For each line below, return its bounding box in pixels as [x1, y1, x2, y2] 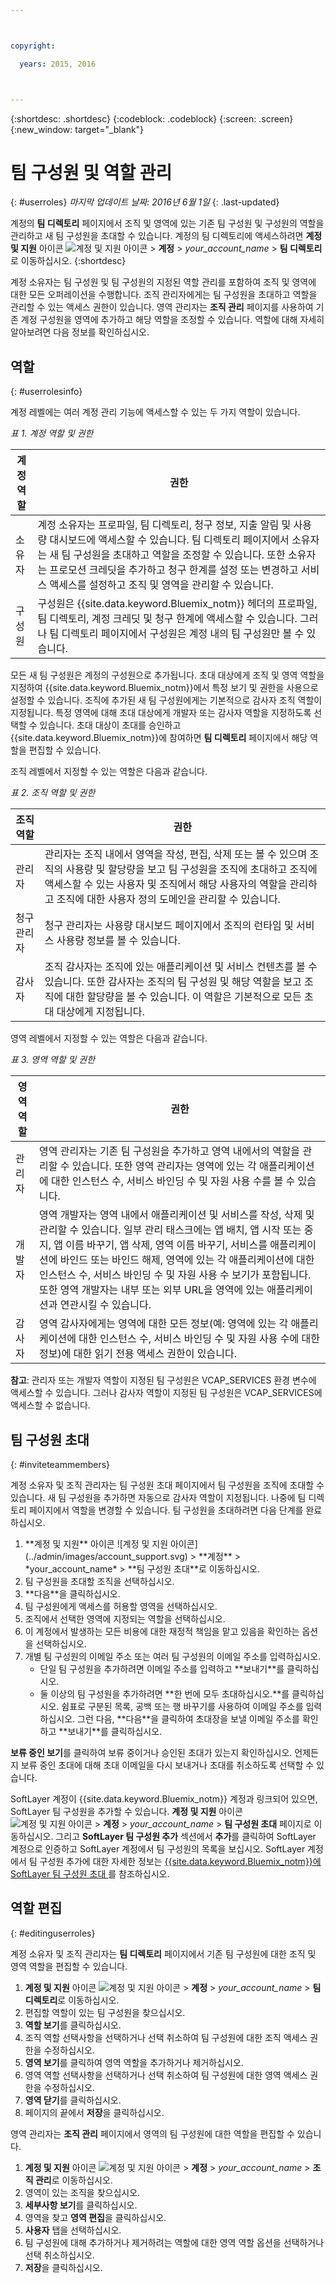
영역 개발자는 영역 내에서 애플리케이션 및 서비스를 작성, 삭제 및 [38, 1208, 315, 1222]
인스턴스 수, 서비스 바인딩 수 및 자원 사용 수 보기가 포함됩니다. [38, 1268, 312, 1282]
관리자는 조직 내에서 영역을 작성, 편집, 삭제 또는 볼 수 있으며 [44, 847, 308, 861]
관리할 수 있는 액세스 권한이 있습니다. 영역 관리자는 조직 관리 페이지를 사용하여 [10, 301, 314, 313]
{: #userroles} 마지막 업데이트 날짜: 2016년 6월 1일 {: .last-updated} [10, 196, 280, 208]
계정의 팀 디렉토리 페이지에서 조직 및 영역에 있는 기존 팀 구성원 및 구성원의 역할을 [10, 217, 325, 230]
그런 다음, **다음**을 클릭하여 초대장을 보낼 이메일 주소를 [77, 1713, 300, 1725]
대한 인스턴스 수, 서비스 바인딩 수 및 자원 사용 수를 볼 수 [51, 1174, 296, 1188]
